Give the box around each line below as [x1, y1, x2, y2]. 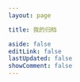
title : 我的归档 [8, 25, 57, 34]
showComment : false [8, 62, 73, 70]
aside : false [8, 40, 51, 48]
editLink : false [8, 47, 62, 55]
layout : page [8, 11, 51, 20]
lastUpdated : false [8, 54, 73, 63]
